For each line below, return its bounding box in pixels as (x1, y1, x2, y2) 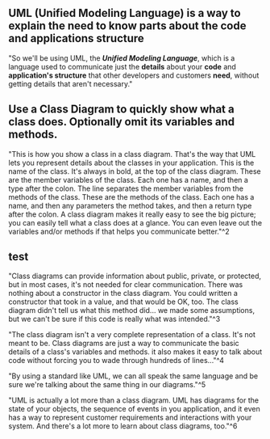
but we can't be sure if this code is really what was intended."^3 (8, 314, 221, 324)
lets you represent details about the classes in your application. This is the (8, 158, 255, 167)
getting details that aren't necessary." (8, 78, 133, 88)
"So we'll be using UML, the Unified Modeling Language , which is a (8, 53, 235, 63)
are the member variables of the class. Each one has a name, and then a (8, 175, 248, 184)
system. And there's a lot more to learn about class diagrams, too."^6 (8, 421, 238, 431)
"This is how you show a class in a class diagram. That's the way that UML (8, 149, 256, 158)
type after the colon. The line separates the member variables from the (8, 184, 244, 193)
